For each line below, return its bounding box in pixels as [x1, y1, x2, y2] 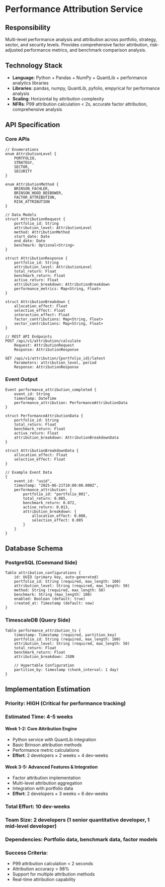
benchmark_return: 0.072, [23, 500, 77, 505]
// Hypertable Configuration [14, 663, 75, 668]
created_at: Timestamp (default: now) [14, 601, 94, 606]
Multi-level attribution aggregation [12, 780, 82, 786]
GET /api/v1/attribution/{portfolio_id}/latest [5, 355, 106, 361]
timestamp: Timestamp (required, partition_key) [14, 632, 117, 637]
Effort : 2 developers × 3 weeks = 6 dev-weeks [12, 791, 108, 797]
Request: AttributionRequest [14, 343, 75, 348]
